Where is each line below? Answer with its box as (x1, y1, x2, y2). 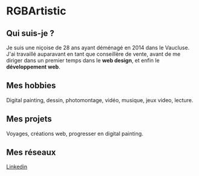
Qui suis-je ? (6, 28, 55, 38)
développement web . (6, 63, 60, 70)
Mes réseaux (6, 147, 56, 157)
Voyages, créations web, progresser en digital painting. (6, 130, 144, 137)
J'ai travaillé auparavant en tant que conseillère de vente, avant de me (6, 50, 181, 58)
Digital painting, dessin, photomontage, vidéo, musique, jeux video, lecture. (6, 96, 194, 103)
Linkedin (6, 163, 28, 171)
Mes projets (6, 114, 52, 124)
